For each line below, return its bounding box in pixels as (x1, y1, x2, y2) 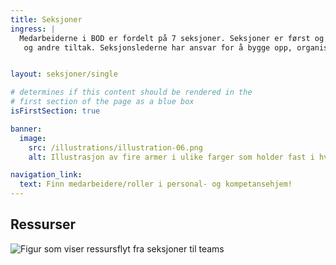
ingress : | (10, 24, 56, 34)
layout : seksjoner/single (10, 69, 118, 80)
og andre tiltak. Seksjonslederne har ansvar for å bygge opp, (23, 42, 293, 53)
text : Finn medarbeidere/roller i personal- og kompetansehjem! (19, 179, 293, 190)
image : (19, 133, 47, 143)
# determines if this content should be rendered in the (10, 87, 253, 98)
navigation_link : (10, 170, 83, 180)
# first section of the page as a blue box (10, 97, 195, 107)
